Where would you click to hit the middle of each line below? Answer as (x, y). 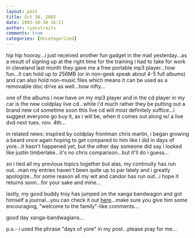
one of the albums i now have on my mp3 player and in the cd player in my (95, 98)
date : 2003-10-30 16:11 (35, 22)
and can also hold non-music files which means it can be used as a (87, 80)
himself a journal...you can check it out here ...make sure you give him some (97, 200)
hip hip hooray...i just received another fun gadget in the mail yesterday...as (97, 55)
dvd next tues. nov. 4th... (36, 123)
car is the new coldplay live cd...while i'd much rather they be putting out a (96, 104)
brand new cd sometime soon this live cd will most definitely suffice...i (90, 110)
